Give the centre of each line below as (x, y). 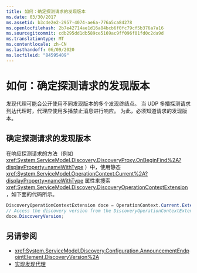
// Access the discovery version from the (59, 211)
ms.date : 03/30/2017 (31, 17)
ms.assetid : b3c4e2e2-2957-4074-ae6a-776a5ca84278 (69, 22)
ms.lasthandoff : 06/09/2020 (40, 50)
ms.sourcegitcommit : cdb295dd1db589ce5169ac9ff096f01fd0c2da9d (85, 33)
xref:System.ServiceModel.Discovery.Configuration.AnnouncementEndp (102, 251)
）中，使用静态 (103, 167)
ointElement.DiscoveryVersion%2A (57, 257)
